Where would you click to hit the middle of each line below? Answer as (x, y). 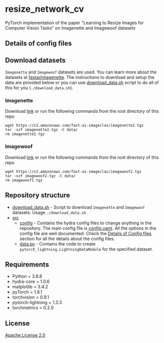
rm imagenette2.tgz (25, 134)
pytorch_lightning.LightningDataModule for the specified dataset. (86, 249)
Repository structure (38, 195)
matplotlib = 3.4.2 (30, 287)
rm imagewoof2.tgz (24, 180)
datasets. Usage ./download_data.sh (49, 212)
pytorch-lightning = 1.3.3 (37, 303)
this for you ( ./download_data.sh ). (39, 88)
